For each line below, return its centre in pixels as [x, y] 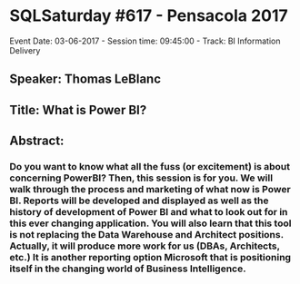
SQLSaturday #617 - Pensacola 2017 [149, 16]
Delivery [25, 50]
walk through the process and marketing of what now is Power [150, 190]
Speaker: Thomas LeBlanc [85, 79]
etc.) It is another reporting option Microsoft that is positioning [150, 258]
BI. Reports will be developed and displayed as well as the [139, 201]
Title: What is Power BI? [78, 110]
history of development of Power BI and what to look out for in [149, 212]
